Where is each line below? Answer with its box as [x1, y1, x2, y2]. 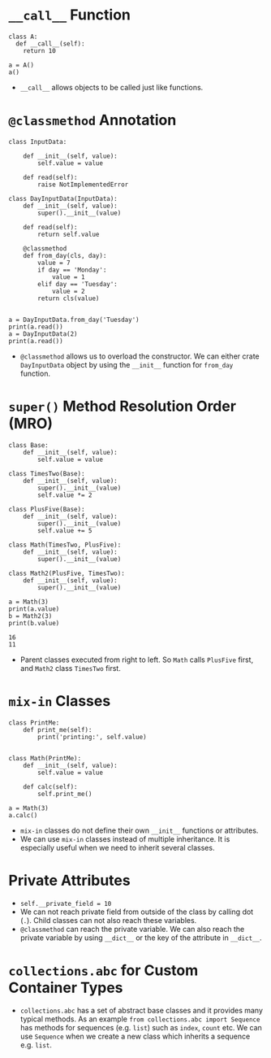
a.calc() [8, 811, 38, 819]
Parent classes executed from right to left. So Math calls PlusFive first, [19, 655, 254, 664]
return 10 [23, 46, 57, 54]
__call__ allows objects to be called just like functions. [19, 82, 204, 92]
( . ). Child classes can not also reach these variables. [19, 915, 197, 925]
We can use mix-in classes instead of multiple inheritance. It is [19, 834, 230, 843]
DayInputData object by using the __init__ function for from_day [19, 359, 234, 369]
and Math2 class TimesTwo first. [19, 663, 122, 673]
